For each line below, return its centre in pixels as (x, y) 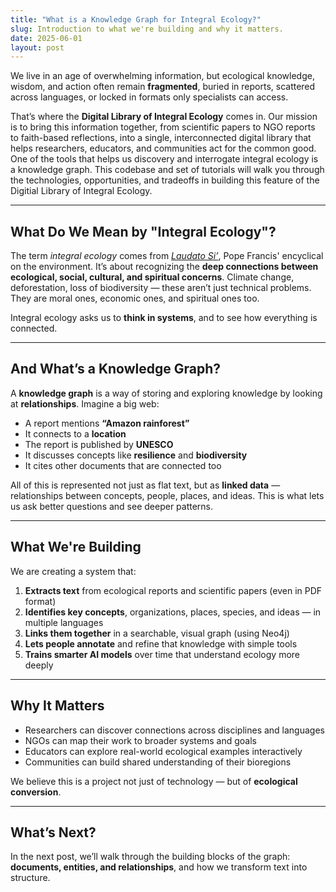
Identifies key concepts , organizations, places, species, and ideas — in (173, 612)
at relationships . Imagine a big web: (85, 403)
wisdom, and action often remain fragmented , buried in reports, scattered (163, 87)
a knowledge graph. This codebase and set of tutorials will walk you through (167, 170)
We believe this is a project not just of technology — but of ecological (154, 781)
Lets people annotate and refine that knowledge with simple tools (161, 643)
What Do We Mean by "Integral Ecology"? (143, 231)
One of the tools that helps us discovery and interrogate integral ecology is (164, 159)
